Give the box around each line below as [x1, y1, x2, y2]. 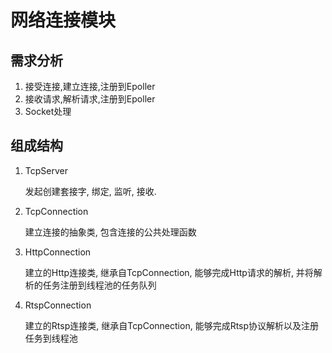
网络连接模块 [10, 9, 117, 32]
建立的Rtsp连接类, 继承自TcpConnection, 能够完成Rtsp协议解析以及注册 [24, 319, 320, 331]
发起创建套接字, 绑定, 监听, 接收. [24, 185, 157, 197]
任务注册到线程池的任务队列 [42, 279, 157, 291]
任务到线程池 [24, 332, 78, 344]
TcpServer [24, 164, 68, 176]
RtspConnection [24, 299, 92, 311]
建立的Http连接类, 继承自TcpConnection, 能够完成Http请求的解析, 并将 [24, 266, 314, 278]
